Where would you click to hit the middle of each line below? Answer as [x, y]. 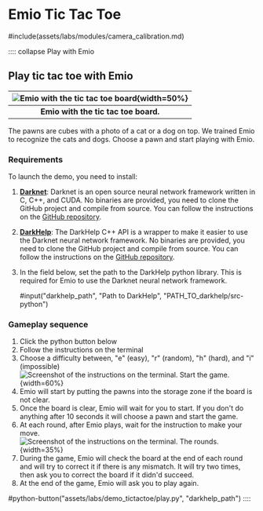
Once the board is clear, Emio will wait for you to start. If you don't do [131, 408]
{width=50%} [163, 98]
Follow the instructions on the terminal [81, 350]
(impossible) [40, 367]
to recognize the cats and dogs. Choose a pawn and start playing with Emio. [131, 139]
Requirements [36, 159]
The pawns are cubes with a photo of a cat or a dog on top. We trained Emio [131, 130]
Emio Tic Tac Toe [65, 15]
